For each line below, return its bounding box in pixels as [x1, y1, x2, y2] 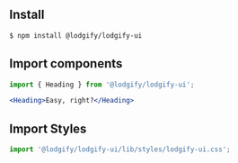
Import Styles [9, 121, 87, 136]
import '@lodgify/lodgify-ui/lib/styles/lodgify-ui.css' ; [9, 145, 231, 154]
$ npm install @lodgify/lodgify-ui [9, 31, 143, 40]
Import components [9, 56, 123, 71]
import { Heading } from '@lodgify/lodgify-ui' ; [9, 80, 195, 89]
